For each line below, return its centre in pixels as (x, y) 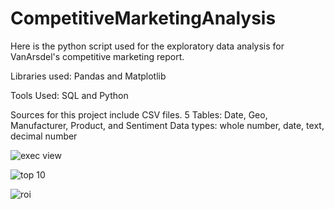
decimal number (44, 136)
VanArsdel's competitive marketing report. (97, 56)
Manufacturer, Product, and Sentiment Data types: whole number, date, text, (167, 125)
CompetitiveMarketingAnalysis (143, 18)
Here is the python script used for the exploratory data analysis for (147, 46)
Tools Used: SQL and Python (69, 95)
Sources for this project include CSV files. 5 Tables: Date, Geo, (139, 114)
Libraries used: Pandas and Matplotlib (88, 76)
